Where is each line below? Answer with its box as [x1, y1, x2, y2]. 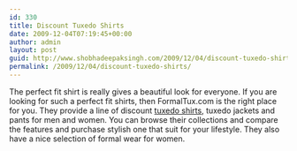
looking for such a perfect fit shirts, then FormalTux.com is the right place [9, 95, 277, 106]
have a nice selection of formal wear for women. [9, 133, 186, 144]
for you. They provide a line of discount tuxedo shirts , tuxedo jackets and [9, 105, 276, 116]
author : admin [9, 37, 62, 47]
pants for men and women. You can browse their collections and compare [9, 114, 278, 125]
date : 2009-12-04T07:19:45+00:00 [9, 29, 133, 38]
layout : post [9, 46, 57, 55]
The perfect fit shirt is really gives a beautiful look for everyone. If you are [9, 86, 278, 97]
